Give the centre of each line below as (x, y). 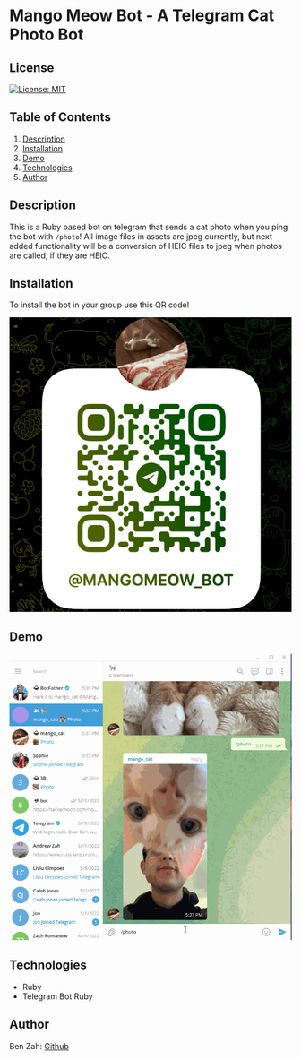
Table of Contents (60, 117)
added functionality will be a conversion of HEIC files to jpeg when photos (146, 246)
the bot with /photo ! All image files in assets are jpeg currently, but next (141, 236)
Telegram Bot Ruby (57, 996)
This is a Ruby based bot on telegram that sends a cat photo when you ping (149, 227)
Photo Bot (47, 34)
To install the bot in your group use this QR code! (99, 305)
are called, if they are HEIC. (60, 255)
